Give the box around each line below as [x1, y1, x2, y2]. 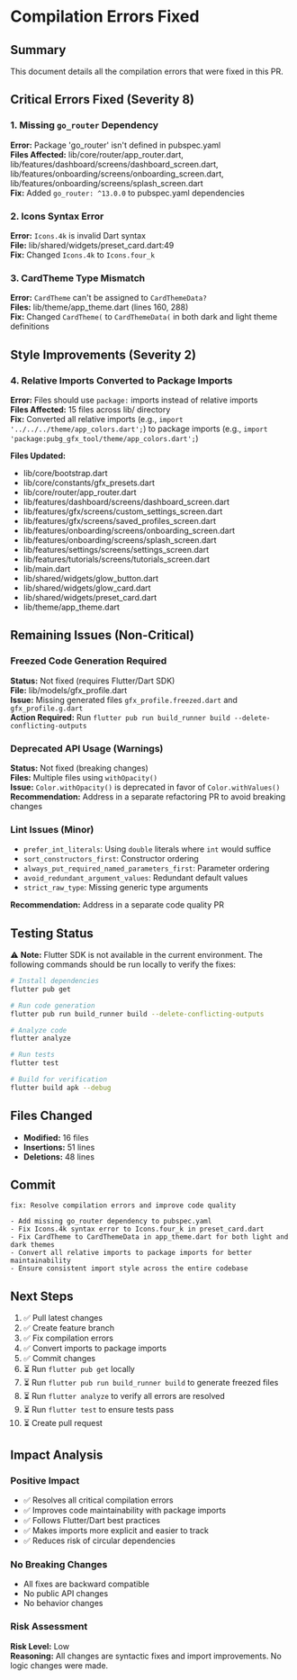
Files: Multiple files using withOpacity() [10, 772, 158, 782]
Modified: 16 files [22, 1132, 89, 1143]
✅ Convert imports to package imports [22, 1343, 167, 1354]
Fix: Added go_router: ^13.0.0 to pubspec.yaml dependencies [10, 187, 246, 198]
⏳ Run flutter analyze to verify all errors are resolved [22, 1391, 226, 1402]
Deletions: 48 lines [22, 1151, 95, 1162]
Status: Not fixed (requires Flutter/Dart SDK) [10, 675, 175, 686]
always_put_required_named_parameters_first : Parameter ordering [22, 863, 270, 874]
